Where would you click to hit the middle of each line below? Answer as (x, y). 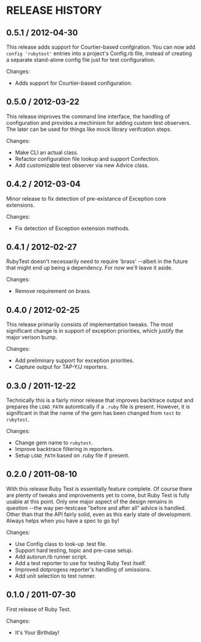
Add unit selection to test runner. (55, 576)
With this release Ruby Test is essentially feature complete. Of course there (99, 489)
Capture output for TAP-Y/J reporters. (61, 367)
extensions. (20, 205)
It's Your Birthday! (37, 632)
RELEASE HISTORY (54, 11)
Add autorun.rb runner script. (51, 557)
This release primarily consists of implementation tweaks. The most (90, 324)
